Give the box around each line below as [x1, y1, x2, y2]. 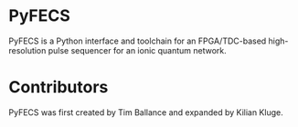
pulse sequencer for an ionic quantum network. [48, 44, 228, 55]
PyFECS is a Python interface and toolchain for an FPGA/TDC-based [8, 35, 267, 46]
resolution [8, 44, 47, 55]
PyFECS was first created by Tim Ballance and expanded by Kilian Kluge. [8, 106, 284, 118]
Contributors [8, 77, 109, 98]
